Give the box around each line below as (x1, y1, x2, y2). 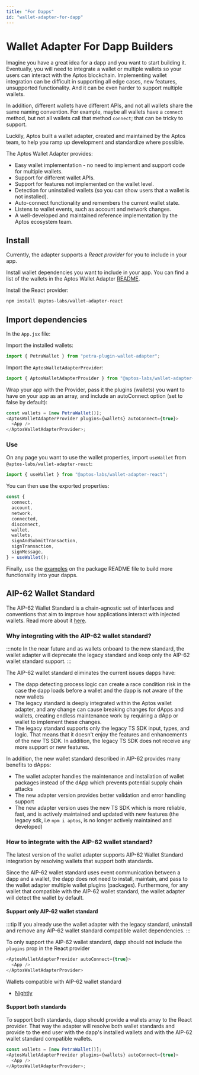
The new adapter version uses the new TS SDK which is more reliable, (14, 804, 187, 811)
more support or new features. (14, 744, 90, 751)
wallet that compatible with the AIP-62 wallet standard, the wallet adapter (6, 888, 185, 895)
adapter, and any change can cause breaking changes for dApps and (14, 706, 184, 713)
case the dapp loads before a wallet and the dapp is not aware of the (14, 687, 183, 694)
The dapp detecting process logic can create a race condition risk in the (14, 680, 191, 687)
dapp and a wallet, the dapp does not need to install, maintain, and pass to (6, 876, 188, 883)
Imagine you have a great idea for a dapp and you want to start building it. (6, 59, 187, 66)
